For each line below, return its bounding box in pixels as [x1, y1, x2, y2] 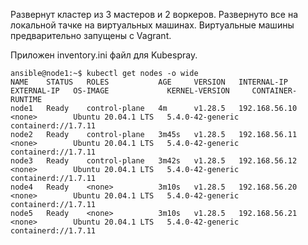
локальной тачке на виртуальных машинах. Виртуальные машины [10, 19, 295, 31]
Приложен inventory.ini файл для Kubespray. [10, 49, 198, 61]
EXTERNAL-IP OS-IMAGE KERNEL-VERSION [10, 86, 230, 96]
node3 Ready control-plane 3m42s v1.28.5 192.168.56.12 [10, 156, 298, 166]
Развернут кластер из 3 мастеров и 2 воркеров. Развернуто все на [10, 9, 299, 20]
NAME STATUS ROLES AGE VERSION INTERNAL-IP [10, 77, 288, 87]
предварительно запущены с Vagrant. [10, 30, 172, 41]
